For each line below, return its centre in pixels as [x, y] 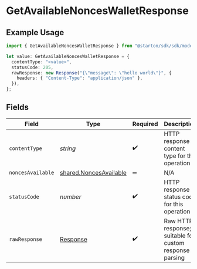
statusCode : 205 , [33, 67]
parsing [174, 257]
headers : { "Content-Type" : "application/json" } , [80, 78]
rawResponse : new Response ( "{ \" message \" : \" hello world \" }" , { [91, 73]
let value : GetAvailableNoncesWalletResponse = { [68, 56]
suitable [175, 236]
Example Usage [35, 33]
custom [174, 243]
